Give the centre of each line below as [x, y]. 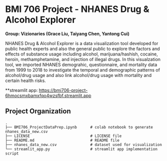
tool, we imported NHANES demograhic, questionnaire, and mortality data [81, 64]
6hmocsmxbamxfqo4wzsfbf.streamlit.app [48, 95]
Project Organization [38, 111]
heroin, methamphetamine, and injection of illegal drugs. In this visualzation [83, 59]
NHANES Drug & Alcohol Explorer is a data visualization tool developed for [82, 43]
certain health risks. [25, 80]
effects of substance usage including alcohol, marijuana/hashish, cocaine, [82, 54]
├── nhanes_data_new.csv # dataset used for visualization [84, 144]
